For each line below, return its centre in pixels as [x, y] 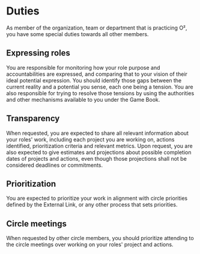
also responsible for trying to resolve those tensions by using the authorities [100, 93]
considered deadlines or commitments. [55, 165]
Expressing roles [38, 53]
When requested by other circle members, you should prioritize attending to [100, 238]
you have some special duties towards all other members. [77, 34]
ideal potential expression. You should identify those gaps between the [94, 80]
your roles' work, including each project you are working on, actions [90, 139]
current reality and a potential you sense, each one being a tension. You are [100, 87]
